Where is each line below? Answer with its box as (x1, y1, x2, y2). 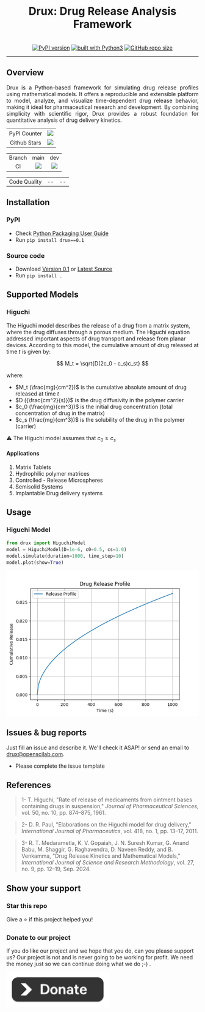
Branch (9, 154, 27, 161)
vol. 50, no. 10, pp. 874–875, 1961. (21, 809, 106, 817)
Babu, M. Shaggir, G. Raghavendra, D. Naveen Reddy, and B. (21, 846, 173, 853)
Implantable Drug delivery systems (15, 489, 103, 497)
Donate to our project (6, 934, 71, 942)
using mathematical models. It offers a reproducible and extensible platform (6, 90, 199, 97)
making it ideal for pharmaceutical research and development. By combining (6, 103, 199, 111)
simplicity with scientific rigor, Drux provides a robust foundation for (6, 110, 199, 117)
